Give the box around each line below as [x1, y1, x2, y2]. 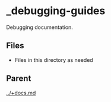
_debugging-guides [6, 4, 106, 18]
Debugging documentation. [6, 24, 73, 31]
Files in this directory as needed [14, 56, 93, 63]
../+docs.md [6, 89, 36, 96]
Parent [6, 74, 31, 84]
